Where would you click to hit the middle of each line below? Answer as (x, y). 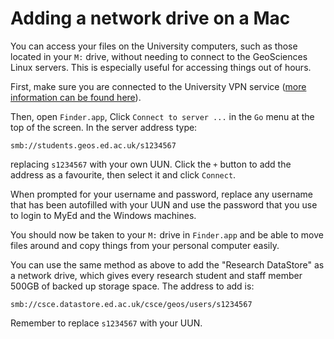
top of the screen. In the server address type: (104, 127)
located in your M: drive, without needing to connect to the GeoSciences (159, 56)
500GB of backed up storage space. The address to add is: (132, 286)
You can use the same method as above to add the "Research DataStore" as (167, 264)
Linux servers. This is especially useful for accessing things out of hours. (161, 67)
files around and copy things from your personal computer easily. (145, 245)
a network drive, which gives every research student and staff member (156, 275)
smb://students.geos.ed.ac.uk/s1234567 (93, 145)
